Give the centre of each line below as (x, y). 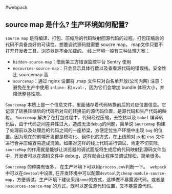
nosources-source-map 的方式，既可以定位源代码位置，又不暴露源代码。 (81, 186)
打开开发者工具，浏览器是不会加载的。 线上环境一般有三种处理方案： (78, 51)
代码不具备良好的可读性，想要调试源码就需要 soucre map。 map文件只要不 (84, 44)
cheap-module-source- (144, 174)
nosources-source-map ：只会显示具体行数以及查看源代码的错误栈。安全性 (89, 68)
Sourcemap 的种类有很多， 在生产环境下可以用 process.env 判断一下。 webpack (86, 166)
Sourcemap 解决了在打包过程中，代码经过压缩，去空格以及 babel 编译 (87, 117)
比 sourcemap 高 (30, 74)
